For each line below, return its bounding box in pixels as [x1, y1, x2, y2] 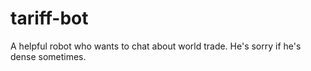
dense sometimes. [10, 50, 87, 62]
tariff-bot [10, 7, 89, 30]
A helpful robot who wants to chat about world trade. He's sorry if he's [10, 40, 302, 52]
